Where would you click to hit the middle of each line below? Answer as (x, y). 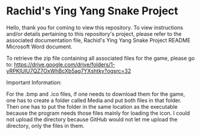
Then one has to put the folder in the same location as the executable (92, 106)
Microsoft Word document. (40, 47)
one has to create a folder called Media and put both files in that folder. (94, 100)
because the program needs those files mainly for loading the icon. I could (98, 113)
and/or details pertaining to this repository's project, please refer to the (94, 33)
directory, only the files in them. (45, 125)
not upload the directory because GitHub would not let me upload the (92, 119)
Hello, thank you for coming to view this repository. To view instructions (95, 27)
